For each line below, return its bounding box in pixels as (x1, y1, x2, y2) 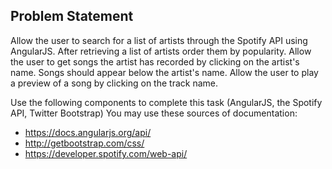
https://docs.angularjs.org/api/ (24, 126, 152, 138)
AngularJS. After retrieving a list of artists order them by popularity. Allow (10, 45, 312, 57)
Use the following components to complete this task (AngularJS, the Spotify (10, 96, 323, 108)
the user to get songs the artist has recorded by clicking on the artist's (10, 55, 300, 68)
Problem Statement (10, 8, 134, 25)
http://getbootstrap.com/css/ (24, 137, 145, 149)
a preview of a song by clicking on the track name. (10, 77, 218, 89)
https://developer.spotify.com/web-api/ (24, 147, 188, 159)
